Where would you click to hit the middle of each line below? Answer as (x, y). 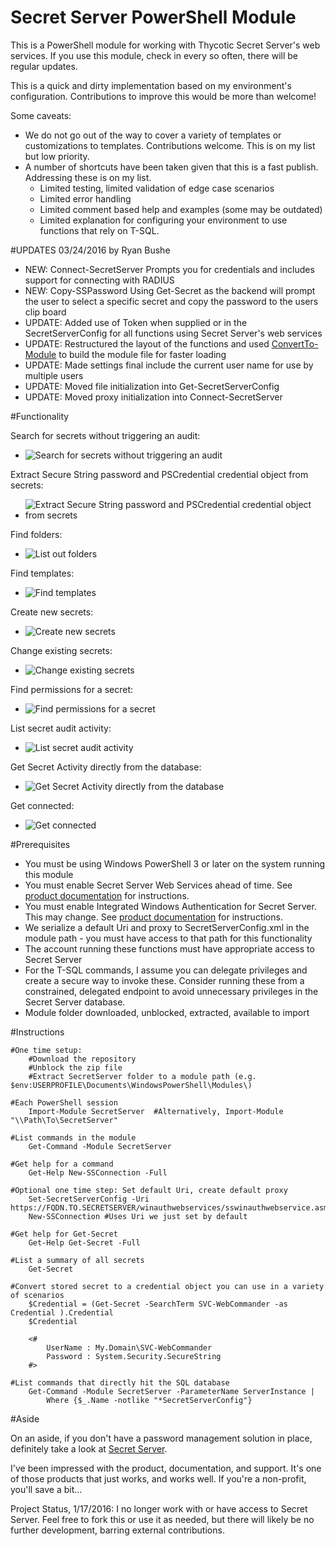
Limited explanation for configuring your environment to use (163, 220)
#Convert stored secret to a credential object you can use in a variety (167, 1286)
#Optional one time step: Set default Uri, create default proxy (149, 1190)
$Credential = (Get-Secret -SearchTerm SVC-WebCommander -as (158, 1304)
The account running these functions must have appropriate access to (169, 948)
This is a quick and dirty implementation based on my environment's (151, 85)
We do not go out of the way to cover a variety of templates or (153, 135)
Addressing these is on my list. (88, 177)
